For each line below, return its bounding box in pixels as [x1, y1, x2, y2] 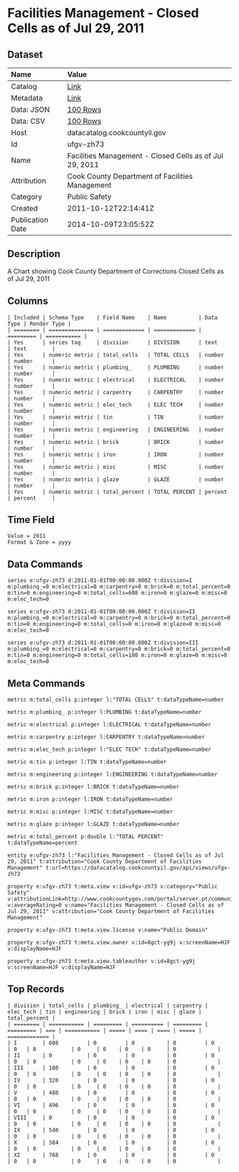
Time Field [7, 514, 55, 526]
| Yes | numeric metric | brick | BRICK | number [7, 438, 224, 445]
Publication [11, 215, 48, 225]
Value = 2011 [7, 532, 46, 540]
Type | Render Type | [7, 320, 72, 327]
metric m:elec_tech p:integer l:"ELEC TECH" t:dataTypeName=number [7, 746, 212, 754]
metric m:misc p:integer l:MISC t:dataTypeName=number [7, 808, 174, 815]
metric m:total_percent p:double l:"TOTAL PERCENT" [7, 833, 164, 840]
